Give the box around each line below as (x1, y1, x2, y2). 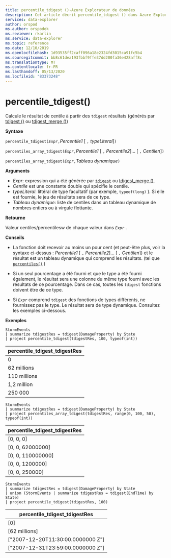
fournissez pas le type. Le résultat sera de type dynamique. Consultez (12, 302, 160, 308)
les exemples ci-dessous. (12, 307, 67, 313)
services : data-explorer (5, 17, 58, 22)
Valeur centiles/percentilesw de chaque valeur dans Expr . (5, 224, 127, 230)
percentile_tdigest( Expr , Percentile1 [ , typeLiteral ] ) (5, 138, 117, 144)
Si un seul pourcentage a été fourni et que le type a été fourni (12, 270, 142, 276)
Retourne (5, 214, 25, 221)
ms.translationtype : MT (5, 60, 56, 65)
